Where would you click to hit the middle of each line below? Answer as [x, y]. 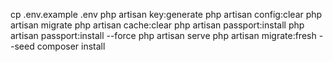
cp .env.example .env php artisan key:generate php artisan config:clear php [166, 14]
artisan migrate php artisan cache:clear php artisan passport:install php [157, 25]
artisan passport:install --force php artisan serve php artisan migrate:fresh [163, 35]
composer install [71, 46]
